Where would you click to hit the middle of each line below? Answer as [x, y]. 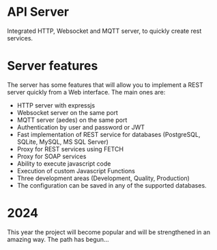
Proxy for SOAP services [52, 156]
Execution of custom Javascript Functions [76, 171]
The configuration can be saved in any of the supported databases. [112, 185]
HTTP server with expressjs [56, 105]
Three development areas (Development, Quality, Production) [103, 178]
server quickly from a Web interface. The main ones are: [86, 92]
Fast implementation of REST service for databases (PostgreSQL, [108, 134]
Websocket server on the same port [67, 112]
